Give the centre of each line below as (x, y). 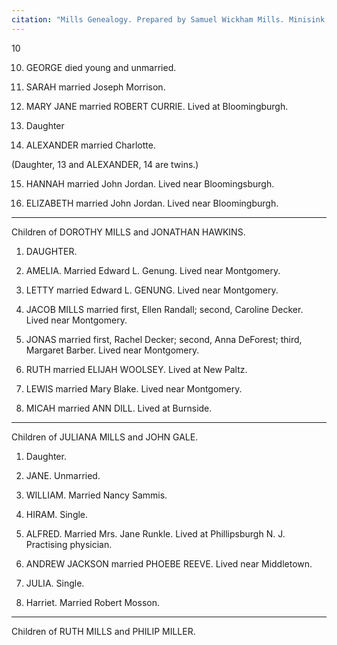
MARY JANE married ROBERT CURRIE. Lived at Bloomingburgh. (157, 106)
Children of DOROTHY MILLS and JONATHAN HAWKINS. (128, 232)
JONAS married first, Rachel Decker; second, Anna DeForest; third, (164, 339)
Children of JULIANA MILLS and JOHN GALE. (105, 437)
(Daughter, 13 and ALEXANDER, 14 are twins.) (105, 164)
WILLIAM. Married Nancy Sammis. (96, 495)
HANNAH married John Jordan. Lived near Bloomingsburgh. (150, 183)
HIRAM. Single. (57, 514)
